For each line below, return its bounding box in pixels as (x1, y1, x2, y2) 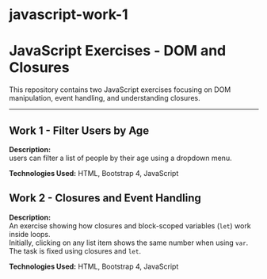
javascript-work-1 (9, 6, 129, 24)
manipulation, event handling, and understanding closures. (9, 94, 200, 103)
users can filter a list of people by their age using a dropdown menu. (9, 153, 232, 162)
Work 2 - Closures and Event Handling (9, 192, 201, 205)
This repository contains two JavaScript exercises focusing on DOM (9, 85, 231, 94)
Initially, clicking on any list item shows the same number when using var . (9, 238, 249, 247)
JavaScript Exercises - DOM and (9, 42, 227, 60)
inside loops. (9, 229, 51, 239)
